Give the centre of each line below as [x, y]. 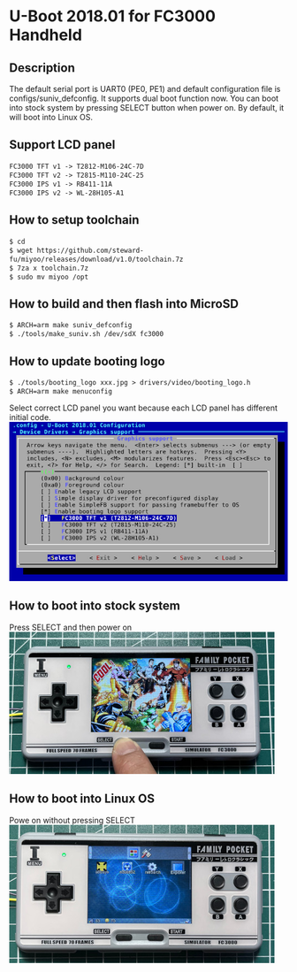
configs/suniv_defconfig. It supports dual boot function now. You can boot [144, 98]
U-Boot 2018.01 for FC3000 [113, 16]
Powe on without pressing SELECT [72, 820]
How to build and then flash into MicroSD [124, 304]
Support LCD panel [62, 145]
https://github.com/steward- [90, 250]
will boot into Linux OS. [51, 117]
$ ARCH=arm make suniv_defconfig [71, 325]
